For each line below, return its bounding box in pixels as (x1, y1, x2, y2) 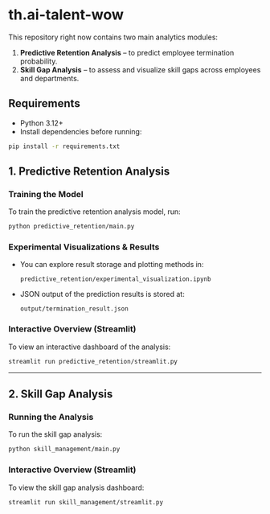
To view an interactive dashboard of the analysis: (8, 342, 171, 352)
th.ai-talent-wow (8, 6, 125, 24)
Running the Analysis (8, 411, 94, 422)
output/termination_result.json (19, 305, 129, 313)
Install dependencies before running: (19, 126, 142, 136)
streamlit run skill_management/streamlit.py (8, 498, 163, 506)
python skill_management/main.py (8, 445, 121, 454)
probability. (19, 56, 58, 66)
